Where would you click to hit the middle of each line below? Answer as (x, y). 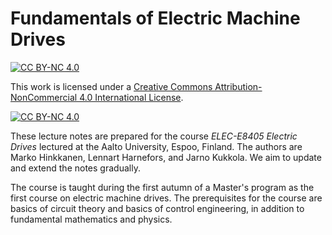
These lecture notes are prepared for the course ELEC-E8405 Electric (154, 136)
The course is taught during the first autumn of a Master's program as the (162, 187)
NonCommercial (44, 97)
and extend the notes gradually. (75, 168)
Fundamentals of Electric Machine (155, 18)
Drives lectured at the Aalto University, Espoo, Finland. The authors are (156, 146)
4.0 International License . (131, 97)
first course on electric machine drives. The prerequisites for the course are (166, 198)
